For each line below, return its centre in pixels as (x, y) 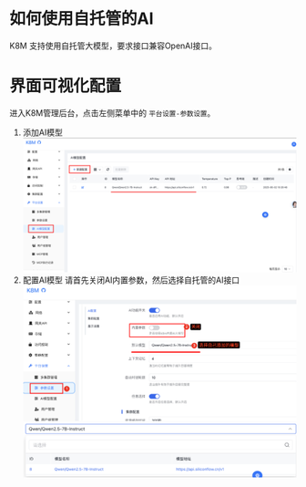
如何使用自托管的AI (82, 19)
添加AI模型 (43, 132)
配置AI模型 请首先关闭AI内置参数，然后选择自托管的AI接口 (131, 280)
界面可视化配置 (66, 86)
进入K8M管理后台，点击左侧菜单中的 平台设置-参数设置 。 (112, 113)
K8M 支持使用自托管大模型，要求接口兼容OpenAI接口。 (113, 46)
